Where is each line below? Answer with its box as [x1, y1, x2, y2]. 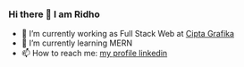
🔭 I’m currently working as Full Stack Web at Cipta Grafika [21, 29, 234, 39]
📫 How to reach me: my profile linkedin [21, 48, 168, 59]
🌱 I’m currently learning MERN [21, 38, 133, 48]
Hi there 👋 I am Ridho [8, 8, 100, 21]
